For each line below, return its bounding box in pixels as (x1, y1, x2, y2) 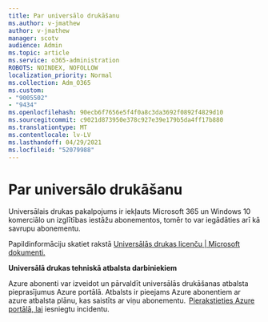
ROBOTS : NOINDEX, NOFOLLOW (8, 64, 98, 72)
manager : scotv (8, 34, 59, 42)
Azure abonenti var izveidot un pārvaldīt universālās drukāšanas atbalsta (8, 279, 249, 288)
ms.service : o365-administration (8, 57, 120, 65)
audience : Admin (8, 42, 62, 50)
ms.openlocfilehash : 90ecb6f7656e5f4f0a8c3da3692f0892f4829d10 (8, 109, 224, 117)
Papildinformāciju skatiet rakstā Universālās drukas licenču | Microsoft (8, 239, 240, 249)
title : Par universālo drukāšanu (8, 11, 120, 20)
